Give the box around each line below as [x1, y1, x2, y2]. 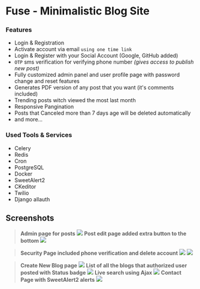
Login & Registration [14, 39, 64, 46]
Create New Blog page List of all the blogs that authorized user [20, 261, 187, 269]
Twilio [14, 189, 29, 196]
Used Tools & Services [5, 131, 72, 139]
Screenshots [5, 213, 54, 224]
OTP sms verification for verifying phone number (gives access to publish [14, 58, 194, 65]
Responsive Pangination [14, 103, 74, 111]
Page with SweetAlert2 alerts [20, 276, 95, 283]
